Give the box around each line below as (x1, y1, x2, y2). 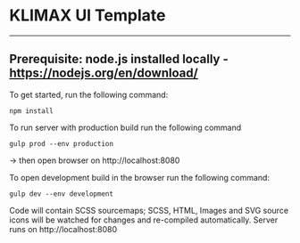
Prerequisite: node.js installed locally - (9, 52, 229, 67)
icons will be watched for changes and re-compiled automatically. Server (9, 215, 279, 225)
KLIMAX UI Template (9, 5, 166, 26)
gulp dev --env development (9, 189, 114, 198)
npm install (9, 106, 54, 116)
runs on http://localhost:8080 (9, 223, 118, 234)
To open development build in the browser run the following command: (9, 172, 271, 182)
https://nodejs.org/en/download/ (9, 66, 198, 81)
